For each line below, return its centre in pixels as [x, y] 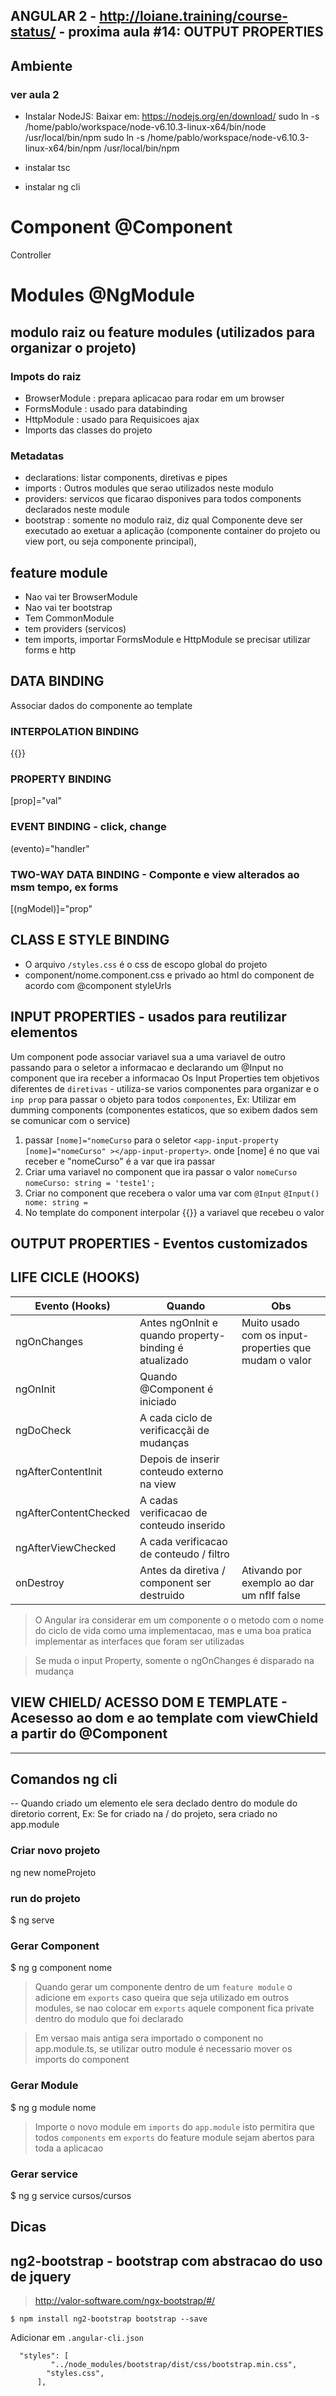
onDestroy [40, 1582]
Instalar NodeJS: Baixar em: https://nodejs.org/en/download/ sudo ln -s [172, 116]
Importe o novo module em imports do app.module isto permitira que [174, 2126]
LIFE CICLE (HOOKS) [75, 1277]
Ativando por [272, 1570]
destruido [162, 1595]
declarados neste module [77, 510]
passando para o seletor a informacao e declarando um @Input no [147, 1067]
